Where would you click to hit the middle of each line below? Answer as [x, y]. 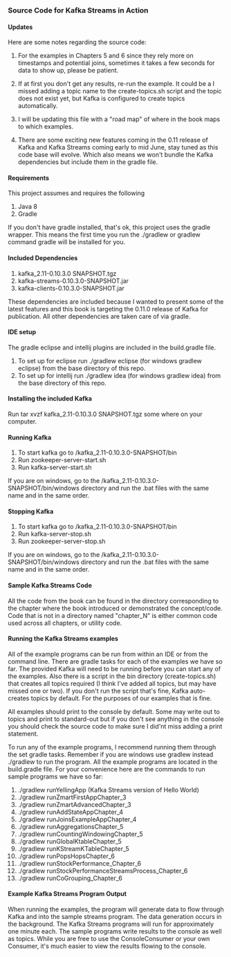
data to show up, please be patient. [68, 71]
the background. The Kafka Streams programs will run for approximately [111, 924]
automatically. [38, 106]
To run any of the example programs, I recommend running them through [112, 747]
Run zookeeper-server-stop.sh [62, 541]
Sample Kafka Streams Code [50, 585]
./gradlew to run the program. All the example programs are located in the [113, 762]
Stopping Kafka [31, 511]
